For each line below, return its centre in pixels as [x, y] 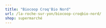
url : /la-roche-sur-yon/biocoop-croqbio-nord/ [53, 14]
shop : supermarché [24, 18]
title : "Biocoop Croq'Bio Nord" [38, 9]
